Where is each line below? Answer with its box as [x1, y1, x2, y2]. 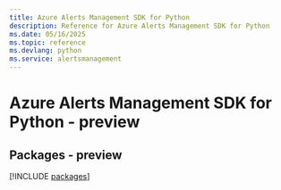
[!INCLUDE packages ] [9, 171, 90, 181]
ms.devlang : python [9, 46, 82, 55]
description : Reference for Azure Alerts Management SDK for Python [9, 21, 270, 30]
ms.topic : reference [9, 37, 87, 47]
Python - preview [9, 112, 140, 132]
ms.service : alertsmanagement [9, 54, 123, 63]
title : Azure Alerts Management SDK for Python [9, 12, 191, 22]
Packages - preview [9, 147, 123, 162]
